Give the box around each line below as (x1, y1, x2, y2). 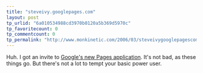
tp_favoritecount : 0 (6, 25, 59, 32)
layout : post (6, 14, 39, 21)
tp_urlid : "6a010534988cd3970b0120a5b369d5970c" (6, 20, 131, 26)
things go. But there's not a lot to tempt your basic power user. (6, 60, 162, 67)
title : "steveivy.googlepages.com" (6, 8, 96, 15)
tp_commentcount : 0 (6, 31, 56, 37)
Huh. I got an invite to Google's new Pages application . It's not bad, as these (6, 54, 196, 60)
